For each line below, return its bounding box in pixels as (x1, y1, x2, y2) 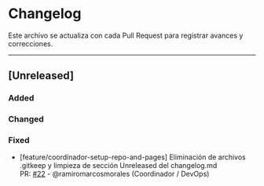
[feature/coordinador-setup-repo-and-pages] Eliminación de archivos (19, 152, 246, 162)
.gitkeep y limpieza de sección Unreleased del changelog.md (19, 161, 218, 170)
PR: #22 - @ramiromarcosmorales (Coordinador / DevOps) (19, 170, 210, 179)
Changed (8, 114, 45, 125)
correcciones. (8, 38, 53, 48)
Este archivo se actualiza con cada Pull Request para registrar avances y (8, 31, 244, 40)
